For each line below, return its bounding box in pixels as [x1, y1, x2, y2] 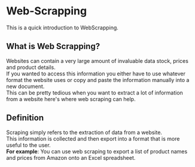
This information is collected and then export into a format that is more [6, 135, 180, 142]
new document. [6, 83, 45, 90]
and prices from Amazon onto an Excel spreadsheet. [6, 154, 136, 161]
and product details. [6, 63, 56, 71]
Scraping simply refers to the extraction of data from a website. [6, 129, 163, 136]
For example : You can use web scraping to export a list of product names [6, 148, 188, 155]
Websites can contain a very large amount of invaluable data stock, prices [6, 57, 188, 64]
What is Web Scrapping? [6, 41, 100, 51]
